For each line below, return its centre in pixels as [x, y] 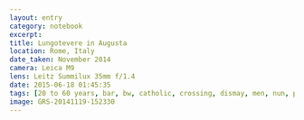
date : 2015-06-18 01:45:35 [60, 85]
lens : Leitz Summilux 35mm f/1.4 [72, 77]
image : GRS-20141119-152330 [62, 102]
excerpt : [26, 34]
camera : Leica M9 [42, 69]
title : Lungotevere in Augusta [68, 43]
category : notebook [46, 26]
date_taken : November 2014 [60, 60]
